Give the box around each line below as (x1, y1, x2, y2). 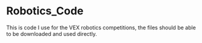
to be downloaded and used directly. (6, 30, 98, 37)
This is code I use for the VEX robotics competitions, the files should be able (6, 24, 196, 31)
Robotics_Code (6, 4, 84, 18)
